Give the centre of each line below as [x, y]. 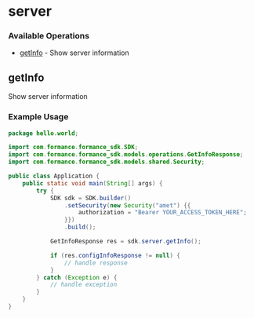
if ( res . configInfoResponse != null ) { [115, 255]
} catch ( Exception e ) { [77, 277]
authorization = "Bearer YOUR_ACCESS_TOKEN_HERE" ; [162, 213]
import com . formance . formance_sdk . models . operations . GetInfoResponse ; [126, 155]
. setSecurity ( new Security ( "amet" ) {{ [127, 205]
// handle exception [83, 285]
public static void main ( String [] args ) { [93, 183]
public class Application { [54, 176]
